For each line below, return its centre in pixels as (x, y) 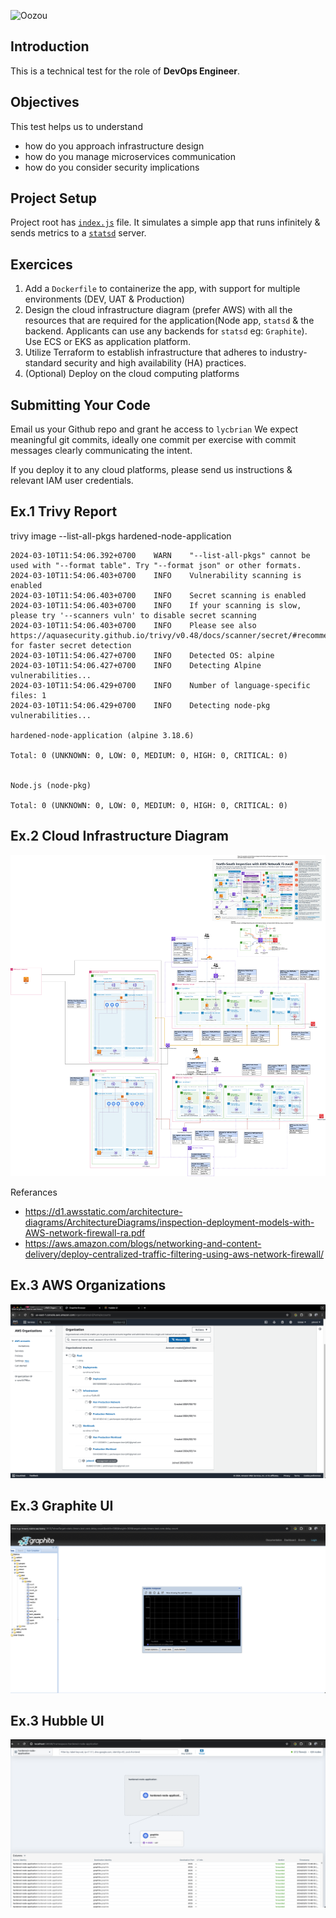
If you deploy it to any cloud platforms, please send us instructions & (151, 470)
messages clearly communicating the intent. (101, 451)
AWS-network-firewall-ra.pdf (85, 1232)
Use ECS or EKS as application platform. (108, 342)
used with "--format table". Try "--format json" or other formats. (156, 565)
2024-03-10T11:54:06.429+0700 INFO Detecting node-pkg (140, 705)
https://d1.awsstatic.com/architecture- (103, 1211)
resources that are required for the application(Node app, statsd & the (169, 321)
